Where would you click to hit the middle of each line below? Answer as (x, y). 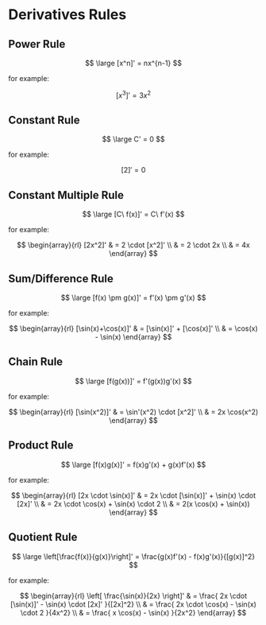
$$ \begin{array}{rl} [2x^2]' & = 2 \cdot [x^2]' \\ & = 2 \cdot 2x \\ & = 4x (133, 245)
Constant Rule (44, 120)
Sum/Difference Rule (61, 279)
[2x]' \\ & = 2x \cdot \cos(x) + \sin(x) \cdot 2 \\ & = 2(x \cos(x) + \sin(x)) (133, 503)
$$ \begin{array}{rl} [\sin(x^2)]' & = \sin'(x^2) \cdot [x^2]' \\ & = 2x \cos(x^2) (133, 412)
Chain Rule (36, 362)
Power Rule (37, 44)
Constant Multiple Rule (66, 195)
